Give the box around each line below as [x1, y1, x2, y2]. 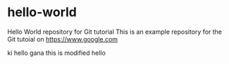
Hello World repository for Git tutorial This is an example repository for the [7, 27, 223, 36]
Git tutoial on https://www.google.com [7, 34, 118, 43]
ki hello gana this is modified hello [7, 49, 106, 57]
